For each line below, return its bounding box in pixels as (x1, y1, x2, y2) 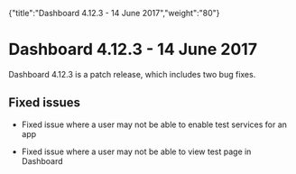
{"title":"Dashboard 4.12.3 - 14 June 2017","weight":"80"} (8, 8, 220, 18)
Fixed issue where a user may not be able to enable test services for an (21, 119, 288, 130)
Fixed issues (8, 95, 81, 111)
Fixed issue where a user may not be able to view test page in (21, 146, 252, 157)
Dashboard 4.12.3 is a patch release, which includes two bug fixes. (8, 69, 256, 79)
